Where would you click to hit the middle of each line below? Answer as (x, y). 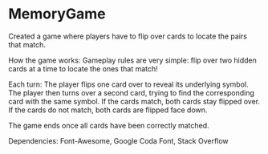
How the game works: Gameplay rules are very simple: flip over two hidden (132, 60)
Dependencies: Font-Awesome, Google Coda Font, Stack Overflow (118, 140)
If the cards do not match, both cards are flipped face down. (108, 110)
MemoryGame (57, 14)
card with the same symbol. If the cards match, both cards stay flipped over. (134, 101)
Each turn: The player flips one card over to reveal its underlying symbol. (128, 84)
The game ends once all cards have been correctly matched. (109, 125)
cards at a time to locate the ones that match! (83, 68)
